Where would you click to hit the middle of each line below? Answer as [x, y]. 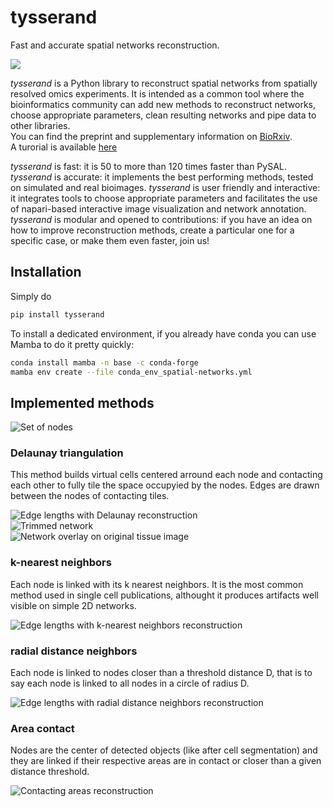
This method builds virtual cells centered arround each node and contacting [166, 475]
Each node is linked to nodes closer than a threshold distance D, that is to [161, 673]
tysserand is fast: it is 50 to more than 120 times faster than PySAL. [148, 166]
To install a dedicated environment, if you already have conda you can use [163, 333]
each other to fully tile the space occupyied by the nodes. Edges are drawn [165, 485]
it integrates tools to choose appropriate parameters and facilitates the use [164, 198]
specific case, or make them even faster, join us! [110, 240]
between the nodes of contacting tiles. [90, 496]
